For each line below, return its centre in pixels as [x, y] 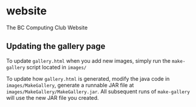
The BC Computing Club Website [47, 27]
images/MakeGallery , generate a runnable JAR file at [70, 85]
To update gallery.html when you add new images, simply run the [88, 60]
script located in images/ [57, 67]
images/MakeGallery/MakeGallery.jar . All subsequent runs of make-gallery [98, 91]
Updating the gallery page [56, 46]
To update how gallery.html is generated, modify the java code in [88, 78]
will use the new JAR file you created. [52, 97]
